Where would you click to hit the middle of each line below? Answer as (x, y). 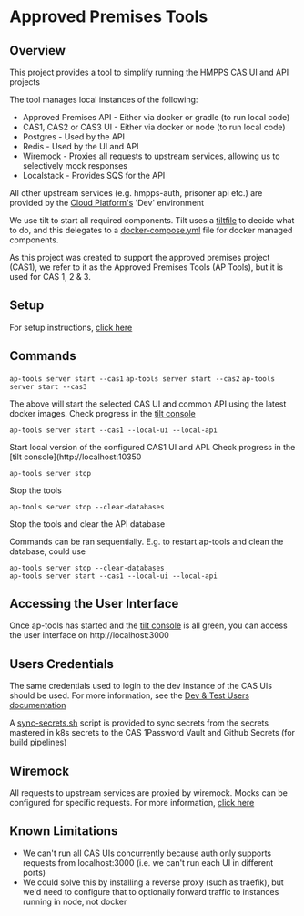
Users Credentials (61, 664)
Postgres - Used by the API (74, 137)
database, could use (48, 551)
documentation (38, 705)
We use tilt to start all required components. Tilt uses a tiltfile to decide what (152, 220)
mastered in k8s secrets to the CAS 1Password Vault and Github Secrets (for (152, 733)
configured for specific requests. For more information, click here (132, 803)
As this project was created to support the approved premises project (140, 257)
